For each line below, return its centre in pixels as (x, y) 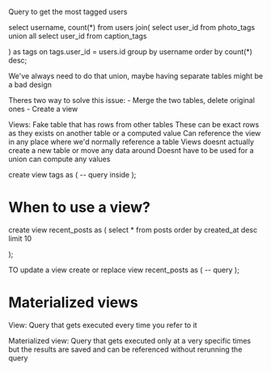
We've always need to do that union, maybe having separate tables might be (136, 76)
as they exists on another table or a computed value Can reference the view (135, 133)
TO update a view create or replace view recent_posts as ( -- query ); (124, 270)
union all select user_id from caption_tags (78, 36)
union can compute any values (59, 159)
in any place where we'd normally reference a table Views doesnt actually (131, 142)
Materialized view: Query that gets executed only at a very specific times (130, 340)
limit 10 (20, 238)
